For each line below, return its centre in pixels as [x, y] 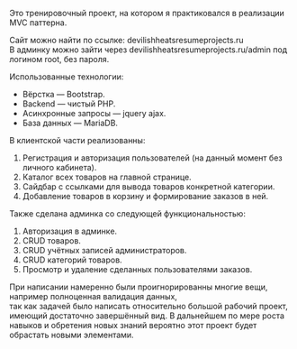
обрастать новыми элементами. [72, 335]
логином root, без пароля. [59, 59]
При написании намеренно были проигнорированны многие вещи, [139, 287]
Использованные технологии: [67, 77]
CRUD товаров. [51, 241]
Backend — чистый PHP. [69, 104]
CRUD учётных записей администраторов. [104, 250]
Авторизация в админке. [70, 231]
